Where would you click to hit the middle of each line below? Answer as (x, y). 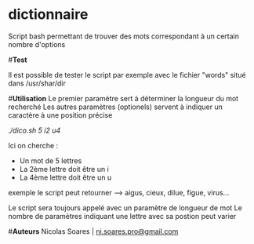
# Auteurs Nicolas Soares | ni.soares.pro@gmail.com (93, 231)
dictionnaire (48, 15)
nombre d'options (37, 44)
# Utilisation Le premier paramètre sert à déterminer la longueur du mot (123, 98)
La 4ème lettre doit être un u (65, 177)
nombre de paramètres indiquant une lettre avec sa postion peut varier (122, 216)
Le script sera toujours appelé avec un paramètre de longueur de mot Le (125, 208)
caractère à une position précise (60, 115)
